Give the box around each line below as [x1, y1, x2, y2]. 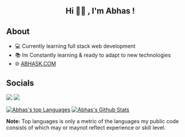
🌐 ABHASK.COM [14, 60, 57, 68]
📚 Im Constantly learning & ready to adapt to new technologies [14, 51, 171, 59]
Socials [6, 78, 35, 88]
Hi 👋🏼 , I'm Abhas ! [65, 6, 135, 16]
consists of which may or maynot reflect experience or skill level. [6, 124, 166, 132]
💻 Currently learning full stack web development [14, 42, 136, 50]
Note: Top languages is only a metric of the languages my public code [6, 118, 179, 125]
